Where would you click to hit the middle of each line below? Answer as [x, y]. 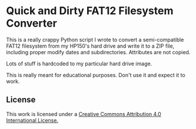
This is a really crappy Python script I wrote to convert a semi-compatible [95, 39]
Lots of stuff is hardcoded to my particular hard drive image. [79, 64]
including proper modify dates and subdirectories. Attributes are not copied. [98, 52]
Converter [31, 23]
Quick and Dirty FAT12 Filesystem [90, 11]
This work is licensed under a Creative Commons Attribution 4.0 [84, 114]
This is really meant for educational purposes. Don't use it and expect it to [96, 75]
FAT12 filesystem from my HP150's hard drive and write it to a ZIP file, [90, 46]
